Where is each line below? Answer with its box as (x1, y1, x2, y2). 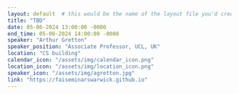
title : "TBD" (7, 17, 46, 24)
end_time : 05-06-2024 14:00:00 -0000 (7, 30, 119, 37)
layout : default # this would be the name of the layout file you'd (7, 10, 218, 18)
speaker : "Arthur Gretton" (7, 37, 87, 44)
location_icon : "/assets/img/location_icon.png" (7, 63, 154, 70)
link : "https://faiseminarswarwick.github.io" (7, 76, 148, 83)
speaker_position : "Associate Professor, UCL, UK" (7, 43, 161, 50)
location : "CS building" (7, 50, 81, 57)
